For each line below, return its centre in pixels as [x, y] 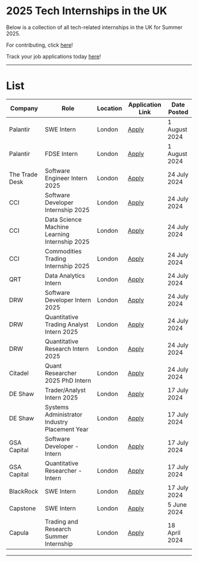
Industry [57, 422]
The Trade [23, 174]
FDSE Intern [62, 154]
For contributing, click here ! [40, 45]
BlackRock [24, 491]
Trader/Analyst [65, 390]
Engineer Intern [66, 178]
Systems [57, 407]
